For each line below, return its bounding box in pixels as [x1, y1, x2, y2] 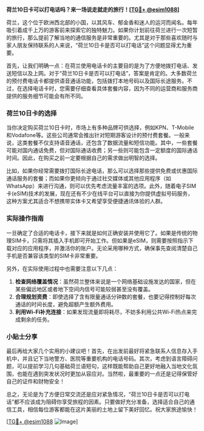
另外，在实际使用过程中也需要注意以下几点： [6, 265, 118, 272]
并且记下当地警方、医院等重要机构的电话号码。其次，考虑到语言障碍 [22, 355, 192, 362]
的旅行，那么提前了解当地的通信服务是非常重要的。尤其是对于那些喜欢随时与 [6, 34, 198, 41]
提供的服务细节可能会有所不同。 [6, 92, 86, 100]
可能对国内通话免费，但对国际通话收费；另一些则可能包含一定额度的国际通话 [6, 147, 198, 154]
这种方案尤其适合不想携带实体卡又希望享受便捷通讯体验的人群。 [6, 197, 166, 205]
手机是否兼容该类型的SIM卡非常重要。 [6, 252, 101, 259]
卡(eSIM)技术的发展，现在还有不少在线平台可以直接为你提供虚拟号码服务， [6, 190, 193, 197]
